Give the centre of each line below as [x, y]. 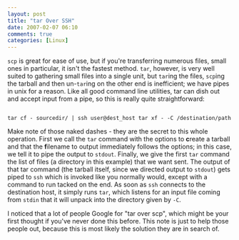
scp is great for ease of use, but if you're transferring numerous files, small [117, 61]
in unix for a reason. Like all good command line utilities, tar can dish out [113, 91]
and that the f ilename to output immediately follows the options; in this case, [119, 146]
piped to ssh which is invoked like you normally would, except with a [108, 177]
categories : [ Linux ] [38, 41]
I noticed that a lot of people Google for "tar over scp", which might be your [118, 214]
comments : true [30, 34]
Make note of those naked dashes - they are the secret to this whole [108, 131]
